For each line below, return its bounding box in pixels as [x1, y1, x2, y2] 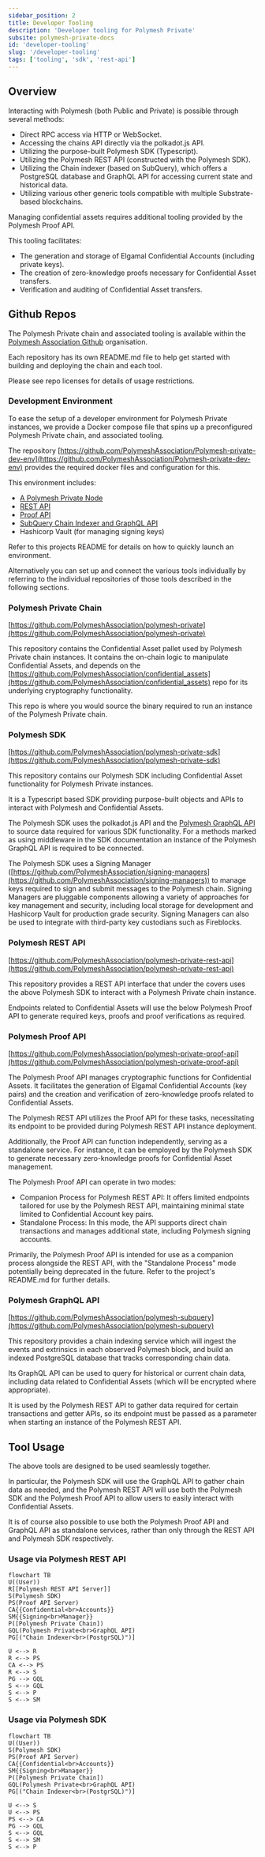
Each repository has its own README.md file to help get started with [8, 352, 230, 362]
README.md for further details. [8, 1275, 110, 1284]
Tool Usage [8, 1440, 65, 1454]
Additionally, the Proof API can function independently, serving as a [8, 1136, 228, 1146]
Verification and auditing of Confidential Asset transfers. [19, 284, 203, 294]
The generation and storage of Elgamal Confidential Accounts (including [19, 250, 255, 261]
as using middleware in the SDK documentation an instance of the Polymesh [8, 835, 256, 845]
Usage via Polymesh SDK [8, 1714, 107, 1725]
